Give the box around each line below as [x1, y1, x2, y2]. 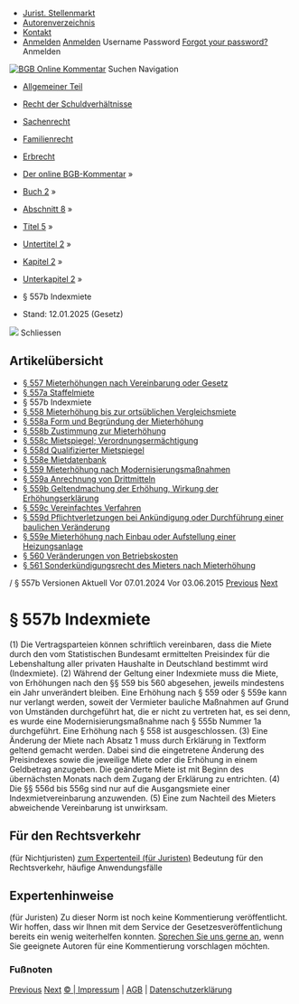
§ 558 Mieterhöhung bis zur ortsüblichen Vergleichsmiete [22, 406, 237, 417]
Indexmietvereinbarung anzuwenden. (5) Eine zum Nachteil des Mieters [9, 793, 276, 803]
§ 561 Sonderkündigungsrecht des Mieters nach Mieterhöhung [22, 559, 256, 570]
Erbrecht [22, 151, 56, 162]
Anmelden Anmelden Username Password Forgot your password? [22, 36, 268, 47]
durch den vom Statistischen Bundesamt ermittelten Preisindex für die [9, 648, 270, 659]
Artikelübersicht [9, 353, 104, 369]
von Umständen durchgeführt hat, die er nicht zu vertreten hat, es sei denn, [9, 706, 291, 717]
